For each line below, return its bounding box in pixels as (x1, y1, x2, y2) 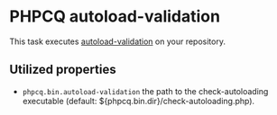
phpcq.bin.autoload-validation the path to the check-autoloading (22, 85, 269, 96)
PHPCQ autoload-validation (9, 6, 221, 27)
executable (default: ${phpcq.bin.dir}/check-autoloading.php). (22, 95, 255, 106)
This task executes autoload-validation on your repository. (9, 36, 226, 47)
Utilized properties (9, 62, 116, 77)
